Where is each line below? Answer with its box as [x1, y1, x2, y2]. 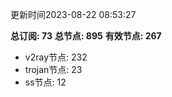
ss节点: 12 [24, 76, 67, 88]
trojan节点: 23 [24, 64, 83, 75]
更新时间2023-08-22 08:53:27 [10, 9, 137, 20]
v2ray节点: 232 [24, 51, 88, 63]
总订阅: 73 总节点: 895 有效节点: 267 [10, 30, 162, 42]
